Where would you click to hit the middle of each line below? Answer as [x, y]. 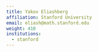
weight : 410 [21, 28]
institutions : [24, 34]
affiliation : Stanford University [49, 17]
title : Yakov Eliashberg [37, 12]
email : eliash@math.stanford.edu [48, 23]
